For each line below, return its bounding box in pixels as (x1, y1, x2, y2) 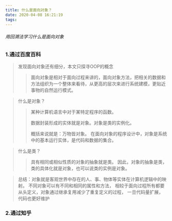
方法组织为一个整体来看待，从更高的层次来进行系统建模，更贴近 (30, 81, 166, 87)
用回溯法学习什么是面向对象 (5, 33, 64, 39)
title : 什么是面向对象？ (5, 7, 52, 13)
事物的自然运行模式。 (30, 87, 76, 93)
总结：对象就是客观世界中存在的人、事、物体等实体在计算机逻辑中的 (17, 176, 162, 182)
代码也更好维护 (17, 195, 50, 202)
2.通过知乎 (5, 209, 32, 216)
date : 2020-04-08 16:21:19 (5, 12, 63, 17)
